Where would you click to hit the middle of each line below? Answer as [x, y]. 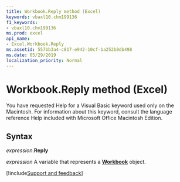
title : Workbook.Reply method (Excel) [53, 11]
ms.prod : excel [25, 33]
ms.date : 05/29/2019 [31, 55]
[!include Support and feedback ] [45, 173]
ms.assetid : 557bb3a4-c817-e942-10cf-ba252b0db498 [69, 50]
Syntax [19, 136]
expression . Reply [27, 150]
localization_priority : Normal [44, 60]
